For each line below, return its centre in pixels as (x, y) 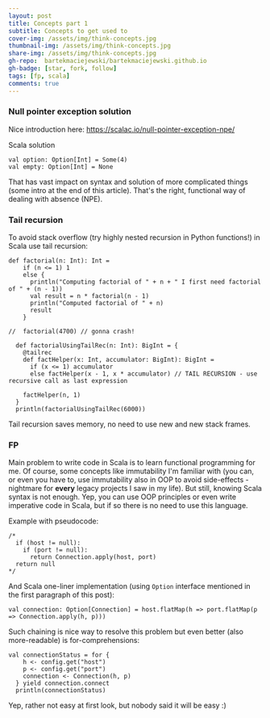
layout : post (30, 16)
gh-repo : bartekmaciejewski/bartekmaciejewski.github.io (108, 61)
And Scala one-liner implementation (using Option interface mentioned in (130, 586)
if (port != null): (56, 550)
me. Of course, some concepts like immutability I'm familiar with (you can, (131, 471)
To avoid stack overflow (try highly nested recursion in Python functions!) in (134, 237)
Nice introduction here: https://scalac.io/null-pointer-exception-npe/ (122, 129)
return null (36, 565)
